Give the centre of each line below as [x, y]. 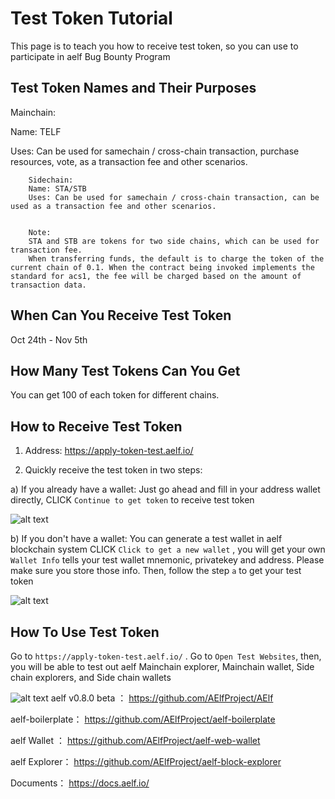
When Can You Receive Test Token [121, 315]
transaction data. [48, 285]
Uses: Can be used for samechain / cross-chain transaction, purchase [155, 151]
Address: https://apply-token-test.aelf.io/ [109, 451]
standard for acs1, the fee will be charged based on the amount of [156, 276]
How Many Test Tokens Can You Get [125, 370]
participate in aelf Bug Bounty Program [90, 56]
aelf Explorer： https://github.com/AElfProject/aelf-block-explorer [146, 761]
